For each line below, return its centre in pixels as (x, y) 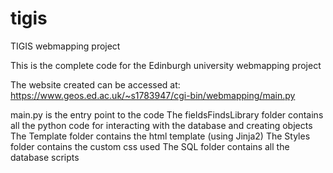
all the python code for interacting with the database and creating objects (161, 125)
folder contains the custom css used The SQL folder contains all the (150, 146)
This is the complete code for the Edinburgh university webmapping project (166, 65)
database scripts (45, 157)
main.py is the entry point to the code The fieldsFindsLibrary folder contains (167, 114)
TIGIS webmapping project (65, 46)
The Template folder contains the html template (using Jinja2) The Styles (160, 136)
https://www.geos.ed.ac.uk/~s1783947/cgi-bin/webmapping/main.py (153, 95)
